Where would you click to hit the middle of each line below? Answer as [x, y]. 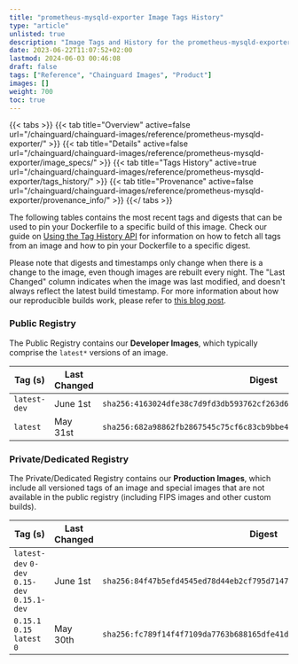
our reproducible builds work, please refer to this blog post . [118, 301]
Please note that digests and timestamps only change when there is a [136, 263]
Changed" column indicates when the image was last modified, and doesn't [147, 282]
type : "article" [39, 26]
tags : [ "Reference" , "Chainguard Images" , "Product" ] [111, 75]
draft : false [33, 67]
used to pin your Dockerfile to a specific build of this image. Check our [138, 227]
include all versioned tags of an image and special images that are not [137, 488]
